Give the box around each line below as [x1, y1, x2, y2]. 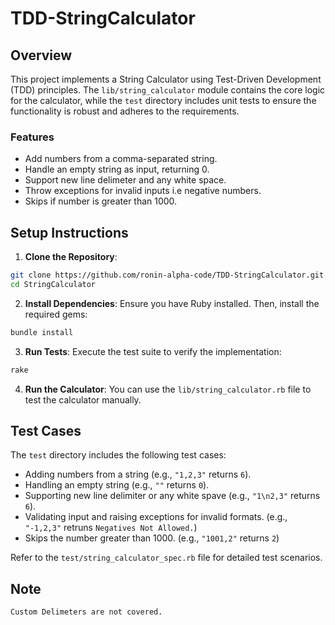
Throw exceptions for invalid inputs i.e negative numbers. [24, 185, 262, 197]
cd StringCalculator [10, 279, 97, 289]
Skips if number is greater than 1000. [24, 195, 178, 207]
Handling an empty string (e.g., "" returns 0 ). [24, 479, 210, 491]
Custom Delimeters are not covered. [10, 607, 163, 617]
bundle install [10, 327, 74, 337]
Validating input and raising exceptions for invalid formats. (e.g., [24, 511, 288, 523]
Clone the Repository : [24, 251, 118, 263]
